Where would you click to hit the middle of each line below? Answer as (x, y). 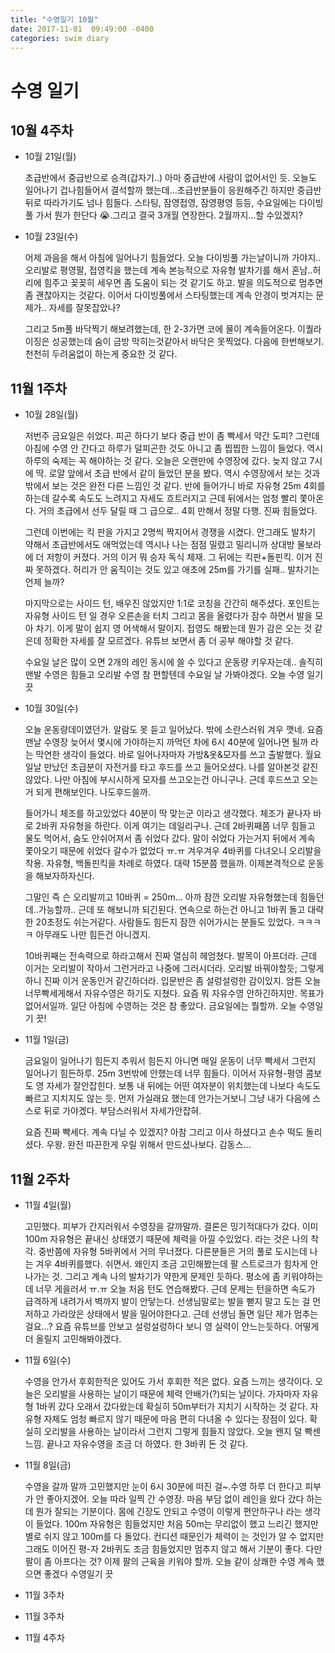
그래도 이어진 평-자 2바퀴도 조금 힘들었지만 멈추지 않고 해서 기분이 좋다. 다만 (173, 1549)
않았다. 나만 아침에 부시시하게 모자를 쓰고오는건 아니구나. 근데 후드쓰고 (162, 780)
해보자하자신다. (65, 876)
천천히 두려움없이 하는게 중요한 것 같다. (101, 354)
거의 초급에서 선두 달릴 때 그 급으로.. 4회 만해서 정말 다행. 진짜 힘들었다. (178, 511)
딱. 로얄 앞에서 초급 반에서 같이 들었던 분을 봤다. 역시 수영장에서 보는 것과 (178, 473)
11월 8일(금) (48, 1465)
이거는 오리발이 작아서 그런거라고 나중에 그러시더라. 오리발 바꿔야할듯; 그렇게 (174, 968)
